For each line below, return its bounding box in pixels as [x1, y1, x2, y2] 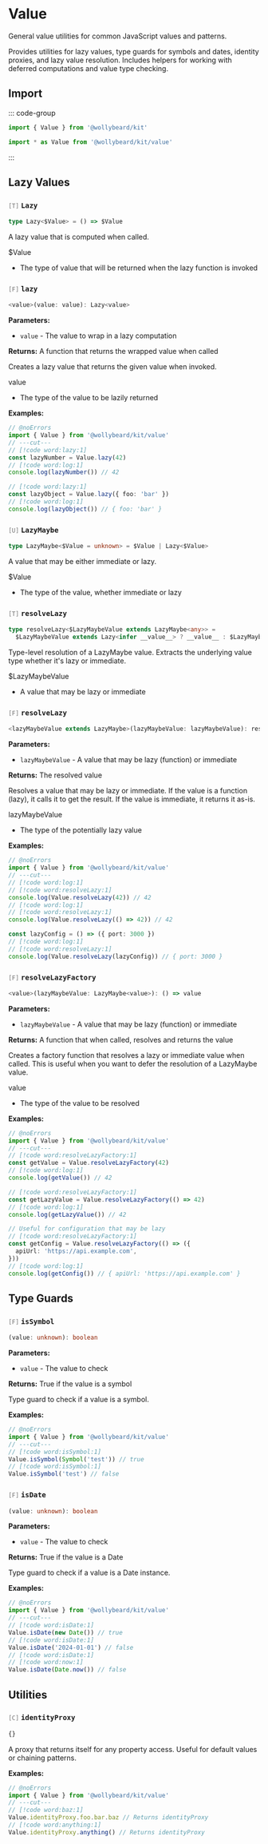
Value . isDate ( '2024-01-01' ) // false [8, 1643, 134, 1651]
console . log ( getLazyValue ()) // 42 [8, 1210, 127, 1218]
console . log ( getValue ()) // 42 [8, 1174, 112, 1182]
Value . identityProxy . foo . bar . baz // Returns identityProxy [8, 1814, 209, 1822]
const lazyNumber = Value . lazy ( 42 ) [8, 453, 127, 462]
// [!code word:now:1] [8, 1659, 84, 1667]
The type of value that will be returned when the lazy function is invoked [19, 263, 258, 272]
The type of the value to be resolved [19, 1098, 140, 1107]
